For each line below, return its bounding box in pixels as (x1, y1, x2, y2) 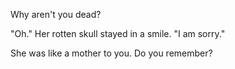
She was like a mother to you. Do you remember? (10, 47, 213, 59)
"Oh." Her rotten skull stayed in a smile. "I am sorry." (10, 28, 226, 39)
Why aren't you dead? (10, 9, 102, 20)
